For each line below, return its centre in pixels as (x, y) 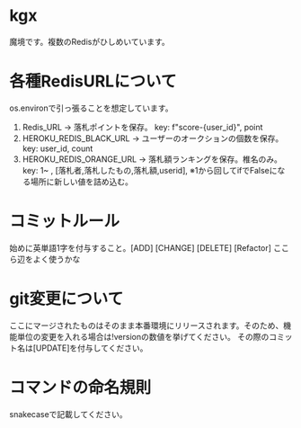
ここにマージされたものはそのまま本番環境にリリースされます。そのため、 (146, 325)
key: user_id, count (58, 148)
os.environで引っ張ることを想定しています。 (91, 108)
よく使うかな (57, 259)
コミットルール (65, 222)
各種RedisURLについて (93, 81)
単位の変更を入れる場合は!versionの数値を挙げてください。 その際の (143, 336)
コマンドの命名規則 (80, 387)
